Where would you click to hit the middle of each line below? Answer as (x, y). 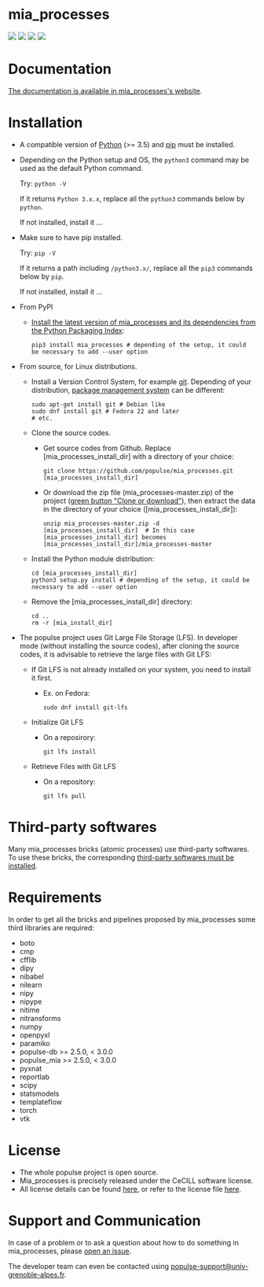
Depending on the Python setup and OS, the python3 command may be (134, 160)
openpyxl (35, 1035)
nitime (29, 1010)
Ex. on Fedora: (66, 693)
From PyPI (36, 307)
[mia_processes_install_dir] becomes (104, 537)
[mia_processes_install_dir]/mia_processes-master (128, 544)
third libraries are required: (51, 927)
